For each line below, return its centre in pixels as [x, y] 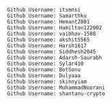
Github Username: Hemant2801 [48, 22]
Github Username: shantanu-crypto [56, 94]
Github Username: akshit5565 [48, 40]
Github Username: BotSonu [44, 70]
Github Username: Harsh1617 [47, 46]
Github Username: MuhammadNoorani [56, 88]
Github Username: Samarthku [47, 16]
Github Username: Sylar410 [45, 64]
